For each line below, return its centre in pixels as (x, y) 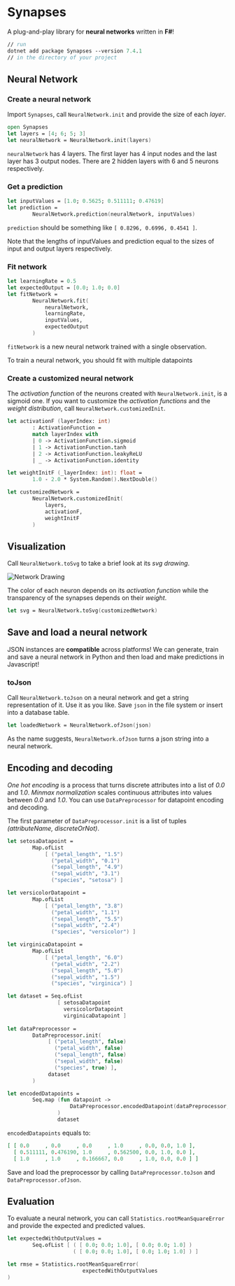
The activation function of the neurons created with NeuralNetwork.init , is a (117, 393)
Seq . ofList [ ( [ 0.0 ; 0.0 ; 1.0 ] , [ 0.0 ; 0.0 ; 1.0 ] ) (112, 1245)
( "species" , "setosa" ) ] (87, 880)
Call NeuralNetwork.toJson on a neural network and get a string (98, 698)
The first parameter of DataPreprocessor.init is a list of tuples (97, 820)
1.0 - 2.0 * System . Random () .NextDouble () (95, 480)
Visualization (37, 546)
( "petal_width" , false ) (89, 1048)
